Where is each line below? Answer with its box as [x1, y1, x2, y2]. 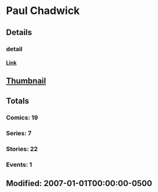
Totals [6, 96, 29, 106]
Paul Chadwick [6, 4, 80, 18]
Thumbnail [6, 76, 47, 86]
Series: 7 [6, 129, 32, 137]
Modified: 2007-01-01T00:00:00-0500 [6, 178, 153, 188]
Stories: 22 [6, 145, 38, 153]
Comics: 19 [6, 113, 38, 121]
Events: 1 [6, 160, 32, 169]
